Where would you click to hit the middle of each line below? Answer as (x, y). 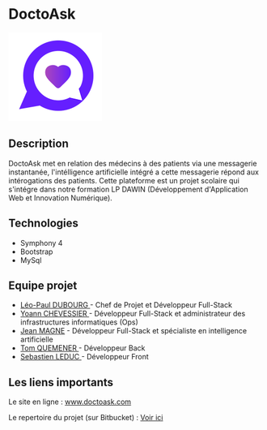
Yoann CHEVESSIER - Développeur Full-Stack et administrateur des (133, 314)
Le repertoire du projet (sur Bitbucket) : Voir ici (86, 418)
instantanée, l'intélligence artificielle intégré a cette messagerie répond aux (133, 172)
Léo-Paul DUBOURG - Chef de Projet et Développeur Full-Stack (126, 305)
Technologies (44, 224)
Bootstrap (36, 252)
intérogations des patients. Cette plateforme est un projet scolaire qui (124, 180)
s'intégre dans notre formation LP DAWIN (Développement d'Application (128, 189)
